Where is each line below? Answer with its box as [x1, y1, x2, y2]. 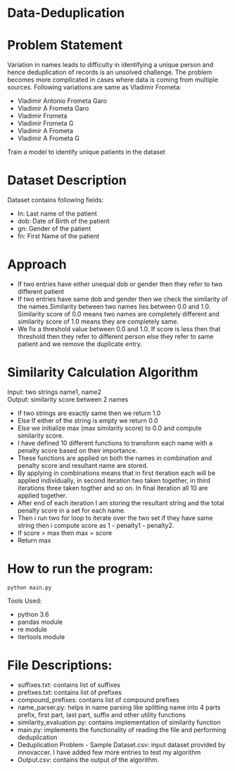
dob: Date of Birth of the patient [17, 217, 110, 226]
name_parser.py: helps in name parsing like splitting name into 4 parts [17, 703, 221, 711]
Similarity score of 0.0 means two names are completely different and [17, 310, 220, 318]
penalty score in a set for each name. [17, 506, 126, 514]
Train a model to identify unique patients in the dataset [7, 148, 165, 156]
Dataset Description [7, 173, 127, 188]
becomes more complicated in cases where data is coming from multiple [7, 75, 218, 84]
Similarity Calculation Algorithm [7, 364, 198, 381]
